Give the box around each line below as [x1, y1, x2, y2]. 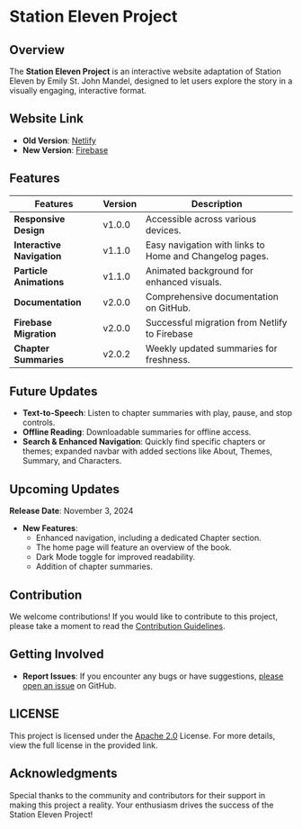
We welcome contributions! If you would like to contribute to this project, [9, 611, 279, 622]
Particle [13, 264, 48, 276]
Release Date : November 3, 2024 [9, 506, 134, 517]
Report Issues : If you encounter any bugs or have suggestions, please [22, 671, 284, 681]
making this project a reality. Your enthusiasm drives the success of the [9, 799, 274, 810]
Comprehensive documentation [145, 290, 279, 302]
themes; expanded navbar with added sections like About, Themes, [22, 446, 272, 456]
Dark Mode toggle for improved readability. [35, 552, 196, 563]
